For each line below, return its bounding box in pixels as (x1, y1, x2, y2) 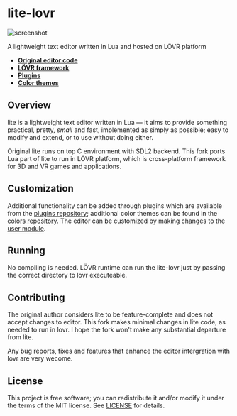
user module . (7, 224, 46, 232)
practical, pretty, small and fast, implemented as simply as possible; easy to (7, 126, 229, 134)
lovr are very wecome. (7, 354, 73, 363)
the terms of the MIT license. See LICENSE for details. (7, 401, 165, 410)
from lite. (7, 333, 34, 341)
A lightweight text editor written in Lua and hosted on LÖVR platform (7, 42, 207, 50)
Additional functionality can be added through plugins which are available (7, 201, 222, 210)
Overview (7, 99, 52, 111)
